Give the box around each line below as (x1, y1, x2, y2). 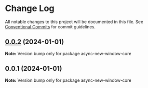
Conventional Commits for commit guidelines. (5, 24, 95, 29)
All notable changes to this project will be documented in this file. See (5, 19, 144, 25)
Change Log (5, 3, 54, 14)
